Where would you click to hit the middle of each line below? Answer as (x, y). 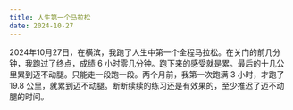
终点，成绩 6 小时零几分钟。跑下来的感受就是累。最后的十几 (166, 63)
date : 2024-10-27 (42, 26)
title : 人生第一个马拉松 (50, 17)
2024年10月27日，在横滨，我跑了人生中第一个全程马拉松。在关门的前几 (141, 52)
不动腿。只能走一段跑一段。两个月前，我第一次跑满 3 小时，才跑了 (162, 74)
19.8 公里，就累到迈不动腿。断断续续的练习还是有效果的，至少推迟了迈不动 (147, 85)
